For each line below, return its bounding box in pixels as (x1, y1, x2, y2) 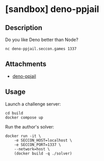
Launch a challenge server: (5, 101, 61, 107)
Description (5, 23, 42, 32)
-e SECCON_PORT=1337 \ (14, 142, 61, 147)
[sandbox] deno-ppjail (5, 3, 100, 15)
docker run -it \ (5, 133, 41, 138)
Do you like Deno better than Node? (5, 36, 79, 42)
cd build (5, 110, 23, 115)
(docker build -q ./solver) (14, 151, 72, 156)
